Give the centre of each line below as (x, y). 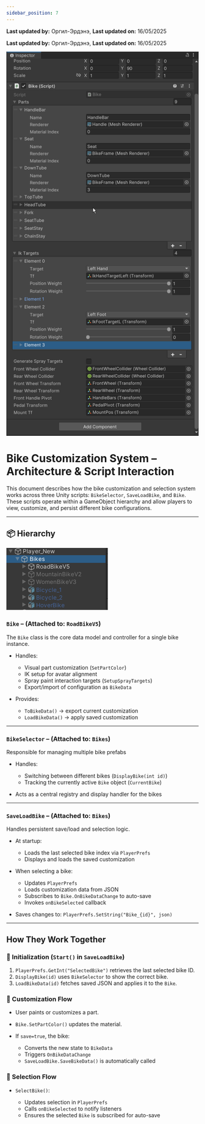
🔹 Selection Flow (31, 1077)
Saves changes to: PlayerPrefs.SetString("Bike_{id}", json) (94, 915)
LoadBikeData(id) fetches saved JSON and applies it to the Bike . (96, 983)
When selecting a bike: (44, 871)
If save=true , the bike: (42, 1036)
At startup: (28, 841)
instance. (18, 643)
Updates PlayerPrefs (51, 883)
